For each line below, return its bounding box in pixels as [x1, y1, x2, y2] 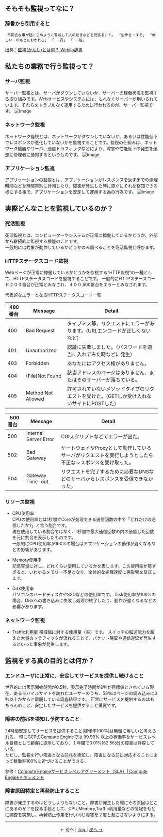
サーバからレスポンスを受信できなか [70, 475, 154, 482]
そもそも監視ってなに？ [5, 4, 75, 13]
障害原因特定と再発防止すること [5, 788, 80, 794]
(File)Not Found [26, 372, 62, 379]
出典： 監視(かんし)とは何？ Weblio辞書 [5, 47, 83, 52]
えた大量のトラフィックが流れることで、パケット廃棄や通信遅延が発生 [12, 635, 152, 641]
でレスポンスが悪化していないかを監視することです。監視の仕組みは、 [5, 140, 145, 145]
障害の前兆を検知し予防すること [5, 716, 80, 723]
